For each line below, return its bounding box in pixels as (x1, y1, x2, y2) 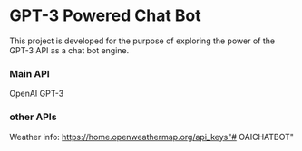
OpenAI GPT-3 (9, 88, 64, 99)
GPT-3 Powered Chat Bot (9, 5, 201, 26)
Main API (9, 67, 50, 80)
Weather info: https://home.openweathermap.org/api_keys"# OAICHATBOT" (9, 131, 295, 142)
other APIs (9, 110, 57, 123)
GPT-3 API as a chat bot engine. (9, 44, 130, 55)
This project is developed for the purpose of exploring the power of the (9, 35, 275, 46)
